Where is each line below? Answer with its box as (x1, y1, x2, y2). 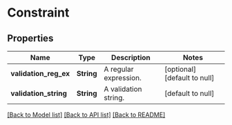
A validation (104, 84, 143, 94)
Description (111, 53, 151, 62)
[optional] (164, 64, 197, 74)
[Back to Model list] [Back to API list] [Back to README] (7, 110, 166, 119)
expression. (104, 73, 142, 82)
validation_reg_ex (10, 69, 70, 78)
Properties (7, 32, 54, 44)
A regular (104, 64, 134, 74)
